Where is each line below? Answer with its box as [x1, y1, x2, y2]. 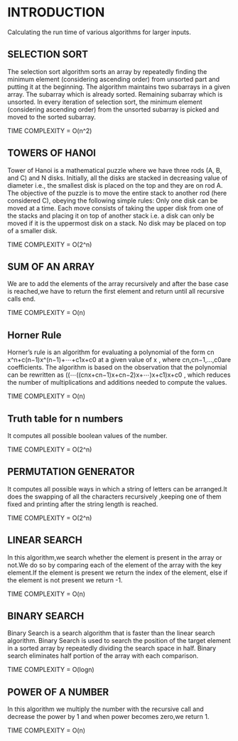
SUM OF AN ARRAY [7, 260, 95, 272]
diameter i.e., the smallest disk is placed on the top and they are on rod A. [7, 181, 223, 189]
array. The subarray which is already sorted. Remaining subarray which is [7, 90, 223, 98]
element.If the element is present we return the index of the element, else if [7, 568, 228, 577]
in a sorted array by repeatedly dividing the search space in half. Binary [7, 644, 217, 653]
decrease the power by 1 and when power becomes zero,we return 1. [7, 713, 210, 721]
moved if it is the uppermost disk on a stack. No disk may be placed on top [7, 218, 227, 228]
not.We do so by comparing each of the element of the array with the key [7, 560, 222, 569]
